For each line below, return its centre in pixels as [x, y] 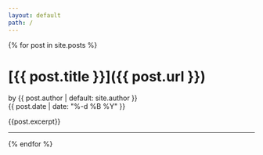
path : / [21, 23]
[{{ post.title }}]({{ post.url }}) [107, 76]
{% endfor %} [31, 144]
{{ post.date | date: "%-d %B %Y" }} [67, 106]
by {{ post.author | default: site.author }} [73, 98]
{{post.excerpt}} [34, 121]
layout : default [34, 15]
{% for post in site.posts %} [53, 45]
